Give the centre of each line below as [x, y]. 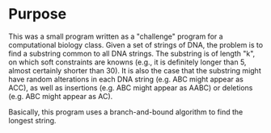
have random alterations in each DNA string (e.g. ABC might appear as [126, 79]
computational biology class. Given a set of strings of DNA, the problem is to [136, 44]
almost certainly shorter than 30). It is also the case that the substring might [135, 70]
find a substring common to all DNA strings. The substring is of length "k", [132, 53]
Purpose [38, 14]
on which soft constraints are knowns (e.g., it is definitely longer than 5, [127, 62]
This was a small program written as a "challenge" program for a [116, 36]
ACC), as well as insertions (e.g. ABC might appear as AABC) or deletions [131, 87]
